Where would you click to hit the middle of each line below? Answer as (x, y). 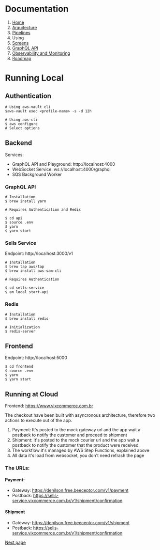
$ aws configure (21, 124)
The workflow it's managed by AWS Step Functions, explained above (81, 450)
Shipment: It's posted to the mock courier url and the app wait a (75, 440)
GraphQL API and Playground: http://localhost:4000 (63, 164)
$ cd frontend (19, 367)
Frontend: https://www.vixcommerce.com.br (49, 406)
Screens (20, 43)
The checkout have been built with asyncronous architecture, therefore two (80, 415)
